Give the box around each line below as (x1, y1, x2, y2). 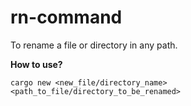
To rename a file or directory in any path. (10, 39, 178, 51)
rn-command (10, 6, 123, 29)
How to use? (10, 58, 63, 70)
